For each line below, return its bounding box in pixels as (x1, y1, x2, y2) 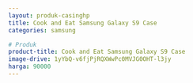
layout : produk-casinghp (8, 11, 90, 20)
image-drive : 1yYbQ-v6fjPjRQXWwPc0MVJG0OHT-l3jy (8, 55, 172, 63)
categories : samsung (8, 26, 77, 34)
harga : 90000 (8, 62, 51, 71)
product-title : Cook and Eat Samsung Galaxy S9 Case (8, 48, 186, 56)
